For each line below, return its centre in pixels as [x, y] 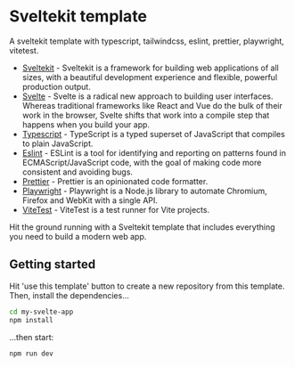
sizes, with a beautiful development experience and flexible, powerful [150, 77]
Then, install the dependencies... [69, 295]
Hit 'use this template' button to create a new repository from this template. [147, 286]
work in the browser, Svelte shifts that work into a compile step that [146, 115]
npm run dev [31, 354]
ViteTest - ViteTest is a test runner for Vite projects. [116, 209]
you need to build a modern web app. [78, 236]
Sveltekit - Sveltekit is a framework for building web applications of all [150, 68]
